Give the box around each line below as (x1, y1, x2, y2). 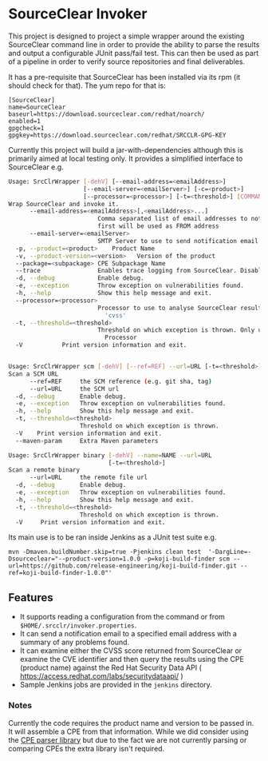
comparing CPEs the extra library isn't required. (8, 743, 165, 753)
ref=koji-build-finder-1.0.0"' (8, 569, 112, 577)
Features (8, 591, 53, 604)
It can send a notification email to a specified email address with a (19, 629, 238, 639)
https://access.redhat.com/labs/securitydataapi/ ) (19, 671, 183, 681)
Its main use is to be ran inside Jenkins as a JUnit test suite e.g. (8, 532, 217, 542)
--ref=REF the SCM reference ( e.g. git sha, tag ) (29, 377, 213, 385)
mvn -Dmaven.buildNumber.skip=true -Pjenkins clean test (8, 548, 202, 556)
